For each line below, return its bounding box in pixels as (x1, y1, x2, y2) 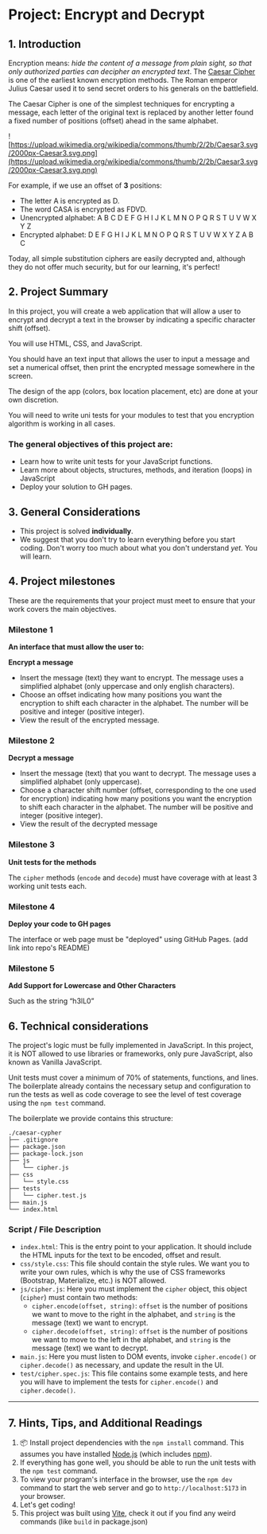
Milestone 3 (8, 839, 56, 851)
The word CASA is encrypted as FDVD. (19, 204, 148, 214)
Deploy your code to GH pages (8, 919, 111, 929)
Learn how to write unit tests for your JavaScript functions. (19, 457, 213, 466)
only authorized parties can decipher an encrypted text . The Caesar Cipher (8, 67, 256, 76)
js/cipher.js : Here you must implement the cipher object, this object (19, 1284, 248, 1294)
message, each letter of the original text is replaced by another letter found (8, 107, 254, 117)
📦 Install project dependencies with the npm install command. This (19, 1438, 245, 1447)
